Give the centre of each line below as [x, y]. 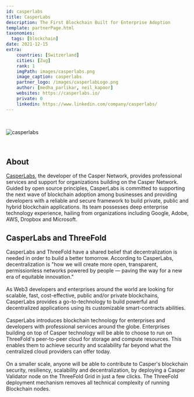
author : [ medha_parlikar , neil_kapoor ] [65, 88]
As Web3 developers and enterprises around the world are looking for [90, 289]
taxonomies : [20, 33]
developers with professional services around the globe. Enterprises [88, 327]
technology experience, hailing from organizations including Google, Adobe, [98, 213]
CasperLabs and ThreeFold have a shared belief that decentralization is [92, 252]
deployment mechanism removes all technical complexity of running [88, 383]
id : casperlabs [24, 11]
